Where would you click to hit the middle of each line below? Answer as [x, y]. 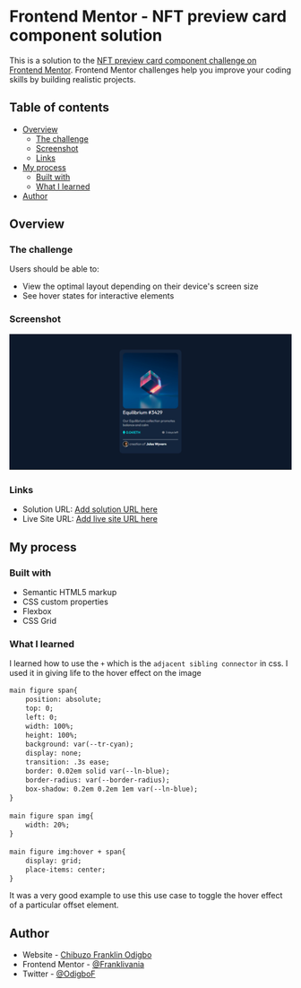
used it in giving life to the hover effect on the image [105, 673]
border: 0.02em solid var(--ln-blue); [98, 771]
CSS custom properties [65, 602]
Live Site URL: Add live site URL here [90, 519]
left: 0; [42, 718]
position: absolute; [64, 700]
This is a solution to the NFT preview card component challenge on [133, 60]
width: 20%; [47, 825]
